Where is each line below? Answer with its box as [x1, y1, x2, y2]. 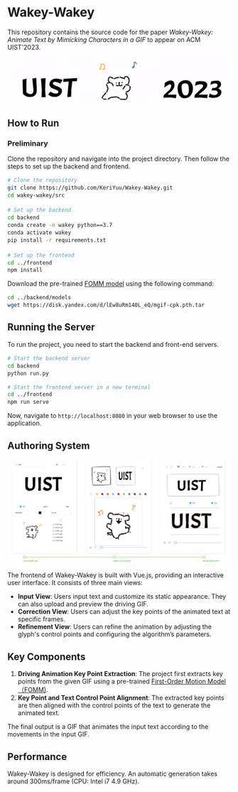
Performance [7, 751, 67, 763]
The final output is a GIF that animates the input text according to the [7, 722, 209, 731]
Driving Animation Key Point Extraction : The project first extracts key [17, 670, 224, 678]
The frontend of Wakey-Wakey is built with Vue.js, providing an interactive [7, 571, 224, 579]
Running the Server [7, 321, 95, 333]
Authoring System [7, 439, 90, 451]
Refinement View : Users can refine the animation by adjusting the [17, 623, 212, 631]
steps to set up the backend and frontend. [7, 161, 131, 171]
